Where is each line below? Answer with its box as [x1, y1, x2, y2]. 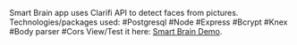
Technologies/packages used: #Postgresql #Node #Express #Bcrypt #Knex [9, 17, 288, 27]
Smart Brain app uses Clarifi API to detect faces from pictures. [9, 8, 239, 18]
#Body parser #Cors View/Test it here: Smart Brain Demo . [9, 26, 223, 36]
